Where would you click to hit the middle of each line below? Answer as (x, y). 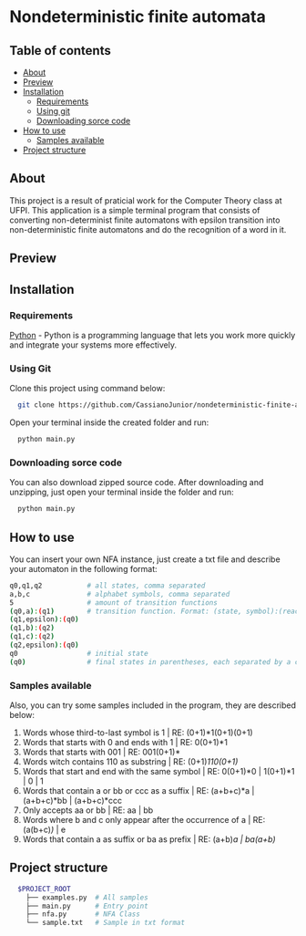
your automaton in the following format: (83, 568)
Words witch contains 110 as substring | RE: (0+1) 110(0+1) (130, 761)
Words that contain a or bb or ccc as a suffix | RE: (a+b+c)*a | (138, 790)
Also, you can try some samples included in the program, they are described (153, 705)
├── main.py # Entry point (87, 906)
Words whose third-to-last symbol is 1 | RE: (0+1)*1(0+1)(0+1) (138, 733)
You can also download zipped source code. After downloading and (137, 483)
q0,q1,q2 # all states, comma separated (107, 586)
